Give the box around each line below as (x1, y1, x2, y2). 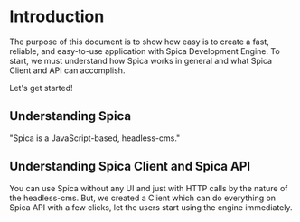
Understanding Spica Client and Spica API (9, 159, 251, 174)
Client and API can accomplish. (9, 65, 126, 76)
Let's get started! (9, 82, 74, 93)
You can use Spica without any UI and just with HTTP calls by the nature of (9, 182, 288, 193)
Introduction (9, 6, 105, 27)
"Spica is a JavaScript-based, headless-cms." (9, 133, 181, 143)
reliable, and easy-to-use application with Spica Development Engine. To (9, 45, 280, 56)
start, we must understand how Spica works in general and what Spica (9, 55, 273, 66)
